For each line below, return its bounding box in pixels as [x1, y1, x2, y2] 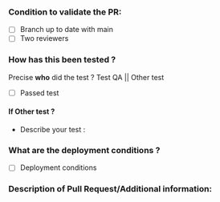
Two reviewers [19, 34, 69, 43]
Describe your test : [19, 124, 86, 134]
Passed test [19, 87, 59, 98]
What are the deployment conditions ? [8, 144, 161, 156]
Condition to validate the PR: [8, 6, 122, 18]
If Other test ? [8, 107, 55, 116]
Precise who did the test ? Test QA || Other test [8, 72, 165, 82]
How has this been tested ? [8, 55, 116, 66]
